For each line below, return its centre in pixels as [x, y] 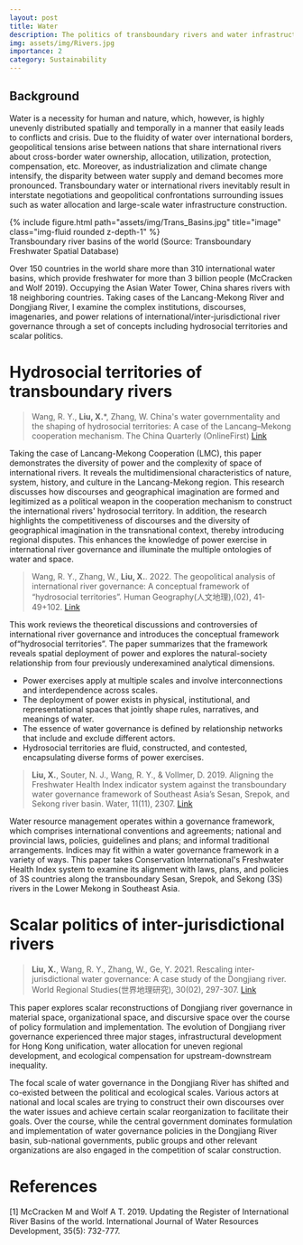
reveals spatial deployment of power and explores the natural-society [138, 653]
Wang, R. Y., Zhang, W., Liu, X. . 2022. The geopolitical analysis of [153, 576]
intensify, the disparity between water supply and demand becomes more [147, 175]
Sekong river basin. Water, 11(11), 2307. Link [112, 803]
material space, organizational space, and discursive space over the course [150, 1017]
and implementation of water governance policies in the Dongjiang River [143, 1130]
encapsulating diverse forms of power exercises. [113, 757]
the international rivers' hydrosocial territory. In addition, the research [138, 511]
